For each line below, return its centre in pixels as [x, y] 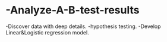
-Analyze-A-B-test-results [73, 10]
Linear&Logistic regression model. [48, 32]
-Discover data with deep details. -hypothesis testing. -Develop [83, 26]
